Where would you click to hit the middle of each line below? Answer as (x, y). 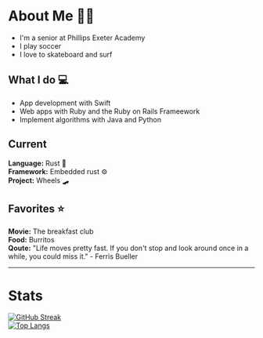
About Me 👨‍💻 (52, 16)
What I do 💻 (38, 80)
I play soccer (40, 45)
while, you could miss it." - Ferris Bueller (73, 256)
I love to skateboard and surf (66, 54)
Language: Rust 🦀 (37, 163)
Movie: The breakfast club (51, 231)
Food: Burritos (31, 240)
